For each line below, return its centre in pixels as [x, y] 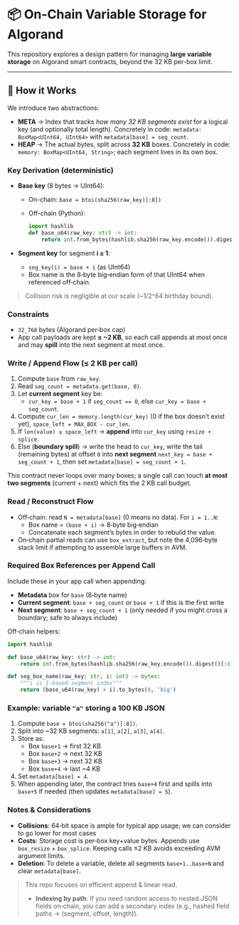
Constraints [28, 314]
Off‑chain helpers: [34, 631]
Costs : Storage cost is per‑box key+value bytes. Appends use [108, 840]
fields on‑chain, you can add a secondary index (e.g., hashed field [132, 906]
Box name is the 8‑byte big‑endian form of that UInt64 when [116, 274]
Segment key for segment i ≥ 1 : [64, 253]
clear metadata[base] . [49, 871]
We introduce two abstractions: [53, 107]
